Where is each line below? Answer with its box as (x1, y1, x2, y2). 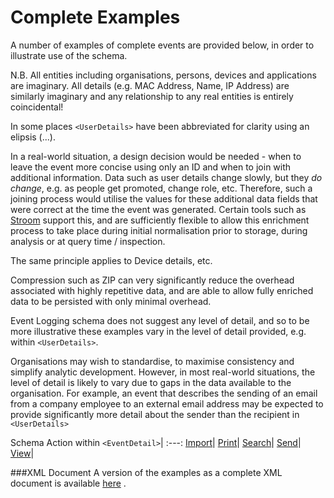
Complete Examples (10, 6, 181, 29)
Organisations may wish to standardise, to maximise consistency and (10, 355, 295, 367)
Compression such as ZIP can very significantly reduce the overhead (10, 274, 295, 286)
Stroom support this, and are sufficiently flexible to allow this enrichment (10, 214, 310, 226)
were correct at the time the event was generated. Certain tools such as (10, 203, 307, 215)
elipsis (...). (10, 131, 56, 143)
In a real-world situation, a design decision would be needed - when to (10, 150, 302, 162)
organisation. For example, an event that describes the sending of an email (10, 387, 318, 399)
